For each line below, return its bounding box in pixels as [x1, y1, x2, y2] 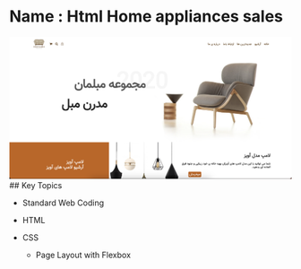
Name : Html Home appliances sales [9, 6, 284, 27]
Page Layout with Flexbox [35, 249, 132, 260]
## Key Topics [9, 179, 63, 190]
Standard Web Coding [21, 197, 105, 208]
